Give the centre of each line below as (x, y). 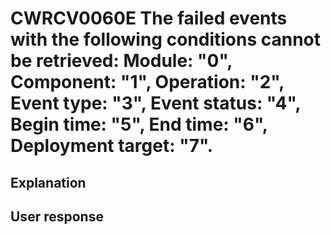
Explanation (48, 182)
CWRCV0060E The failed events (149, 18)
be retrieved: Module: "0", (121, 61)
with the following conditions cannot (166, 39)
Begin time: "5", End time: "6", (139, 124)
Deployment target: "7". (112, 146)
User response (57, 216)
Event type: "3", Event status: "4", (155, 103)
